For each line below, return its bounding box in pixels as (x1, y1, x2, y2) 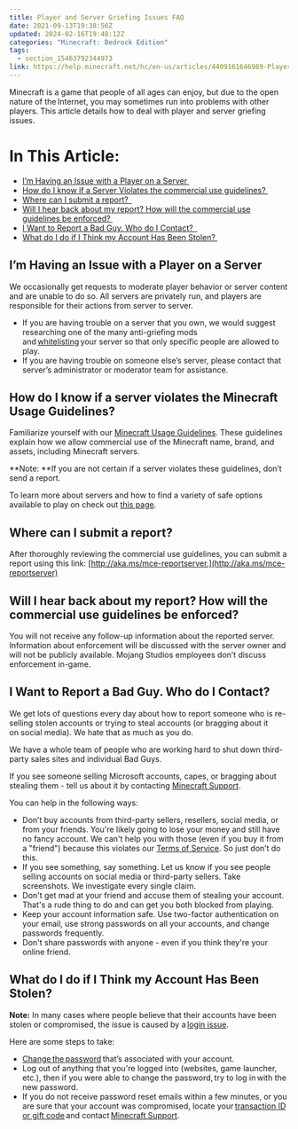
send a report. (9, 473, 61, 483)
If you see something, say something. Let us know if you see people (21, 861, 271, 872)
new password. (21, 1081, 78, 1092)
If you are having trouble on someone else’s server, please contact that (21, 355, 282, 365)
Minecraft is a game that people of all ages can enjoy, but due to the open (9, 86, 279, 98)
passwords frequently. (21, 928, 105, 938)
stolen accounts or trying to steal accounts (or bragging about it (35, 717, 269, 728)
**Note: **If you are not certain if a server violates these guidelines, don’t (9, 463, 282, 474)
